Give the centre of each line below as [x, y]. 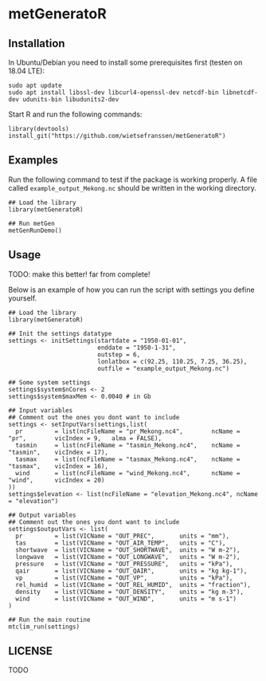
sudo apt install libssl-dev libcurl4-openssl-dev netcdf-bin [113, 93]
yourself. [23, 298]
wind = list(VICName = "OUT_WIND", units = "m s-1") [126, 599]
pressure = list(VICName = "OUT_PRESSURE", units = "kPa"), [124, 564]
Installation [37, 43]
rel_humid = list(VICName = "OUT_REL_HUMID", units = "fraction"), [133, 585]
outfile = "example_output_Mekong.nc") [163, 368]
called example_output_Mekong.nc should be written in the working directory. [133, 187]
